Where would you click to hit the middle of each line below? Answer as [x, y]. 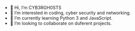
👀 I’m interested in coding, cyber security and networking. [70, 13]
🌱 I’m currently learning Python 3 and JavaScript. [61, 18]
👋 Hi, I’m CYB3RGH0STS [36, 8]
